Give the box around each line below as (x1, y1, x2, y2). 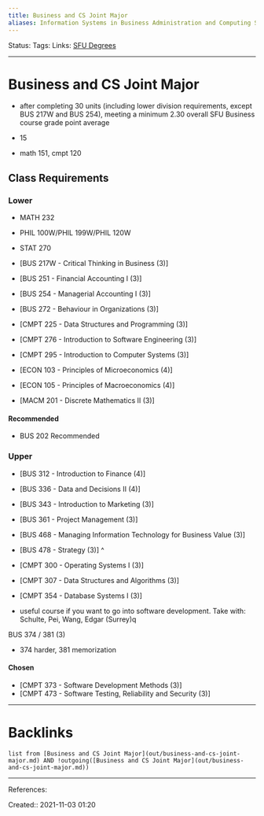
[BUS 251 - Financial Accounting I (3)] (19, 274, 142, 283)
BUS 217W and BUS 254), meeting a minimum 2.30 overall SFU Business (19, 109, 255, 119)
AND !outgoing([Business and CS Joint (42, 756, 170, 764)
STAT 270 (19, 243, 52, 253)
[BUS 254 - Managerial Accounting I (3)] (19, 289, 152, 299)
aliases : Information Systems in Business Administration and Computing (8, 19, 251, 27)
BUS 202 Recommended (19, 431, 100, 441)
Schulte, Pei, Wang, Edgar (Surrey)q (19, 615, 137, 624)
